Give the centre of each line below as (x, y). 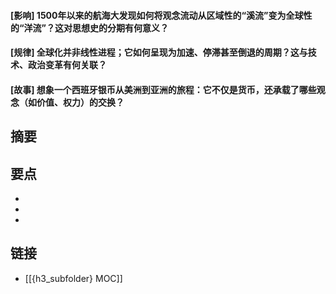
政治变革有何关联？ (67, 65)
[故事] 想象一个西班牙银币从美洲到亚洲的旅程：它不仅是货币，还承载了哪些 (163, 89)
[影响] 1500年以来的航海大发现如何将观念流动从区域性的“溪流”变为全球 (157, 15)
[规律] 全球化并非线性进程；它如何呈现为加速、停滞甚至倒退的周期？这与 (159, 52)
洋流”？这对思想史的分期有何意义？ (96, 27)
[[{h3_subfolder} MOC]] (73, 278)
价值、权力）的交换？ (80, 102)
